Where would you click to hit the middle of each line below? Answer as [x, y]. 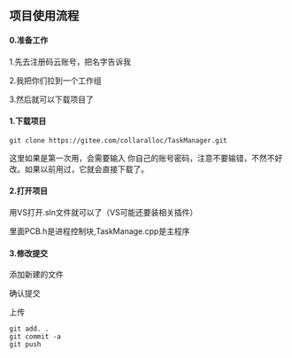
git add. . [29, 329]
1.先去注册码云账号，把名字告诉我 [70, 61]
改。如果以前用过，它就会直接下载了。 [79, 169]
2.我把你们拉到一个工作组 [55, 80]
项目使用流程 [44, 16]
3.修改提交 [29, 253]
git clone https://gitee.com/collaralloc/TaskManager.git [118, 140]
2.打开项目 [29, 191]
